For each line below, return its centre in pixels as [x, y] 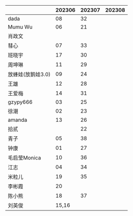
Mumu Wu [20, 27]
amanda [18, 120]
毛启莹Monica [24, 158]
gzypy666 [20, 102]
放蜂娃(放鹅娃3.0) [29, 74]
